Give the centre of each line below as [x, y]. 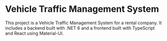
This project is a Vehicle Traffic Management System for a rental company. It [83, 23]
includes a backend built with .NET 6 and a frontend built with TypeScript [80, 28]
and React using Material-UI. [34, 33]
